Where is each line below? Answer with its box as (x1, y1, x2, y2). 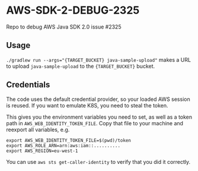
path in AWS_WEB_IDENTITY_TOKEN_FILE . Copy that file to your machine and (6, 119, 184, 126)
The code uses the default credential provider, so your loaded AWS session (6, 96, 191, 103)
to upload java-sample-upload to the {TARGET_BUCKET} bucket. (6, 62, 155, 69)
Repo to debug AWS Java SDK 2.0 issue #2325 (6, 23, 122, 30)
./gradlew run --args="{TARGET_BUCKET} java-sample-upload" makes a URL (6, 56, 191, 63)
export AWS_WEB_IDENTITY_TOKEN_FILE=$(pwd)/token (6, 137, 132, 143)
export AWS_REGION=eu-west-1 (6, 148, 78, 154)
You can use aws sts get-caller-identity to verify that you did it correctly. (6, 158, 191, 165)
